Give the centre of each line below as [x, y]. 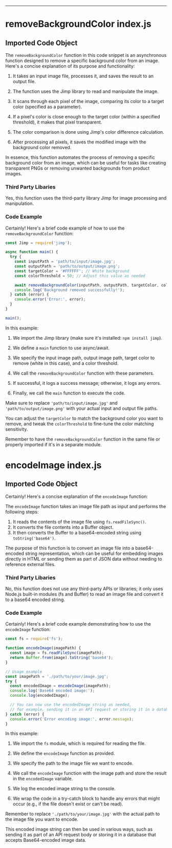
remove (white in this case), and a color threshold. [66, 363]
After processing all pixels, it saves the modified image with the [79, 142]
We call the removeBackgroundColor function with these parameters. [83, 373]
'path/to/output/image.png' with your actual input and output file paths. [82, 408]
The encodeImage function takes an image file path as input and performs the [86, 506]
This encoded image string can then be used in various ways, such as [79, 829]
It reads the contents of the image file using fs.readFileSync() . [79, 522]
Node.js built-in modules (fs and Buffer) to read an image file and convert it [84, 594]
